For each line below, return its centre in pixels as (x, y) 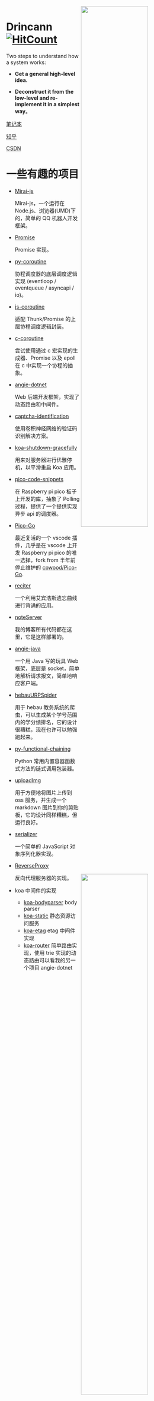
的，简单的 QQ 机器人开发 (46, 218)
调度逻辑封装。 (49, 326)
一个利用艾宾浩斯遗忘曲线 (46, 598)
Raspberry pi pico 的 (47, 552)
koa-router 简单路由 (48, 945)
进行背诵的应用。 (36, 605)
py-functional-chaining (43, 749)
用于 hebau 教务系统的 (42, 707)
